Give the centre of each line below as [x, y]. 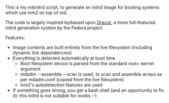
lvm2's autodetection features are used [61, 85]
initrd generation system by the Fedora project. [54, 28]
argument [30, 69]
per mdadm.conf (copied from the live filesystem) [72, 80]
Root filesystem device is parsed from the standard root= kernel [87, 63]
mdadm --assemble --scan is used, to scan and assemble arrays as [91, 74]
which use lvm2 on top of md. [36, 13]
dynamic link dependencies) [42, 53]
